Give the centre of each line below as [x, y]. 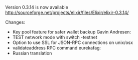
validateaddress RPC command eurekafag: [57, 48]
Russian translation [32, 53]
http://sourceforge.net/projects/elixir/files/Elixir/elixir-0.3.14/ [67, 12]
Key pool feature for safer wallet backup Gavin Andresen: [72, 32]
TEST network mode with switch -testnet [55, 37]
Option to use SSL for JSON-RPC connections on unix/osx [73, 42]
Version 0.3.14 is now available [37, 7]
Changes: [15, 22]
